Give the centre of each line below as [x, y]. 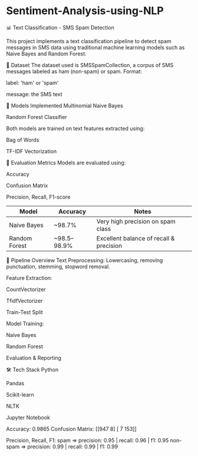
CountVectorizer [26, 289]
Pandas [15, 383]
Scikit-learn [20, 394]
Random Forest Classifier [37, 117]
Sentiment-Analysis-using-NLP [85, 11]
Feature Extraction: [29, 277]
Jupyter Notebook [28, 417]
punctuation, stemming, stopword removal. [58, 266]
